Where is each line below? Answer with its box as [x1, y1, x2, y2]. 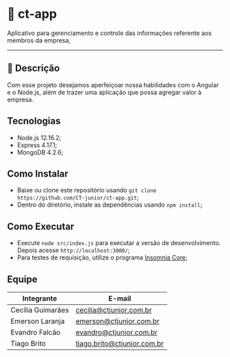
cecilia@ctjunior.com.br [75, 306, 152, 314]
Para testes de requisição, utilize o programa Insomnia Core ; [16, 253, 188, 262]
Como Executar [7, 220, 75, 232]
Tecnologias [7, 115, 61, 127]
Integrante [22, 294, 57, 303]
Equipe [7, 273, 38, 285]
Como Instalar [7, 168, 68, 179]
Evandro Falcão [10, 327, 61, 337]
